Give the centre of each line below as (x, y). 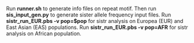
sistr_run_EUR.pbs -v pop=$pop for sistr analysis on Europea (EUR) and (95, 21)
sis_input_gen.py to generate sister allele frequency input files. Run (88, 15)
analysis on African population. (44, 34)
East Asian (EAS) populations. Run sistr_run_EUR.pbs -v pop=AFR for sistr (97, 27)
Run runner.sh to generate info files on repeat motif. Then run (81, 9)
